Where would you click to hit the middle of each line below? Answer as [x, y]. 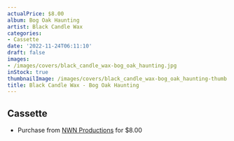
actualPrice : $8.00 [36, 14]
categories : [25, 33]
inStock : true [28, 72]
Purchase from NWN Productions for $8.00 [80, 131]
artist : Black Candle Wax [45, 27]
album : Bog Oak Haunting [43, 20]
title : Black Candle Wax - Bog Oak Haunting [73, 85]
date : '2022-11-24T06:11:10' [50, 46]
